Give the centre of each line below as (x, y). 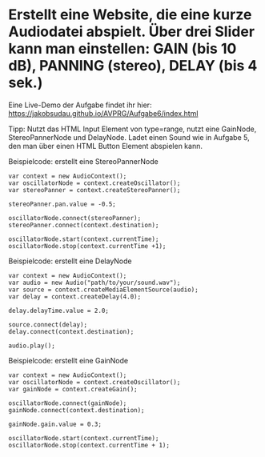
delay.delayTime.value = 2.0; (59, 311)
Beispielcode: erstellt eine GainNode (68, 360)
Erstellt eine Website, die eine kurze (130, 15)
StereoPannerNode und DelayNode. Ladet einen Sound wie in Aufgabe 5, (129, 137)
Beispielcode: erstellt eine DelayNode (70, 261)
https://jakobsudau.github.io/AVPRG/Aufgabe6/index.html (103, 113)
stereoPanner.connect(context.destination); (84, 225)
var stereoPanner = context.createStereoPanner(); (94, 190)
